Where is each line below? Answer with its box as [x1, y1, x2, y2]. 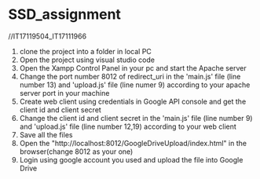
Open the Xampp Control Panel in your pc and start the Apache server [19, 63, 247, 72]
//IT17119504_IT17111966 [8, 31, 87, 41]
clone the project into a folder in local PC [19, 46, 152, 56]
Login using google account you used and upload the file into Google [19, 155, 244, 164]
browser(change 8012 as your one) [19, 147, 134, 156]
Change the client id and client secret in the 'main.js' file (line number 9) [19, 113, 253, 122]
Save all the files [19, 130, 73, 139]
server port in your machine [19, 88, 110, 97]
